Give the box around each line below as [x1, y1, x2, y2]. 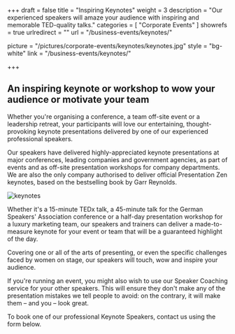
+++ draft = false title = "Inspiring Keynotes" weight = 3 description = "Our [7, 6, 222, 14]
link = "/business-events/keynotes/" [27, 49, 131, 57]
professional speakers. [7, 134, 73, 143]
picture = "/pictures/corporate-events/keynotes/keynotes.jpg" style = [7, 42, 208, 50]
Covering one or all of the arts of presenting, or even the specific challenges [7, 248, 227, 256]
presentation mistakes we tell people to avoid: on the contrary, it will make [7, 291, 221, 300]
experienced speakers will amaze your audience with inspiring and [7, 13, 199, 22]
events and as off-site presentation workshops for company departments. [7, 163, 220, 171]
